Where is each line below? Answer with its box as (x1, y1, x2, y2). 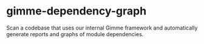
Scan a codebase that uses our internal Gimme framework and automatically (6, 24, 198, 31)
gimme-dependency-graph (6, 4, 147, 18)
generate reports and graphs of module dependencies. (6, 30, 144, 37)
